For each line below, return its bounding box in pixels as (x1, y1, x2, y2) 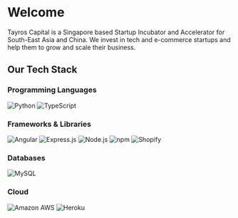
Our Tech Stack (7, 63, 78, 76)
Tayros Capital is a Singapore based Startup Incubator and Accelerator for (7, 28, 225, 36)
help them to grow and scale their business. (7, 43, 136, 51)
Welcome (7, 4, 65, 21)
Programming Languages (7, 85, 98, 95)
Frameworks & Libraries (7, 119, 91, 129)
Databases (7, 152, 46, 162)
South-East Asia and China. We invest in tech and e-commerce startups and (7, 35, 232, 43)
